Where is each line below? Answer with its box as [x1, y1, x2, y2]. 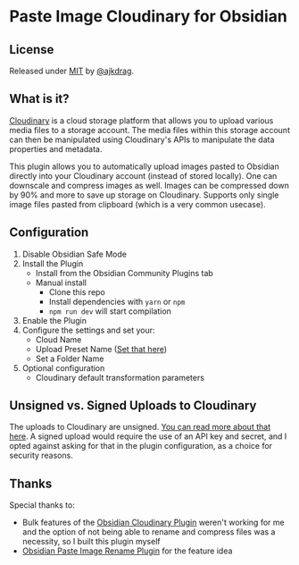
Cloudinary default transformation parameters [35, 372, 205, 383]
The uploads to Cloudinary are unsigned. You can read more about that [9, 422, 270, 433]
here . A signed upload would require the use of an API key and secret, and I [9, 431, 287, 442]
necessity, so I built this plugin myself [21, 536, 161, 547]
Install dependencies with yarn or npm [48, 296, 186, 307]
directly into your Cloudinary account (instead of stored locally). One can [9, 170, 278, 181]
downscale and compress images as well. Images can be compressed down [9, 180, 290, 190]
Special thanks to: [9, 500, 76, 510]
